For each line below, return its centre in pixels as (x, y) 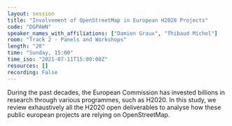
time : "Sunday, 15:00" (40, 53)
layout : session (31, 14)
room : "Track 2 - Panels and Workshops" (67, 40)
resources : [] (28, 66)
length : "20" (26, 46)
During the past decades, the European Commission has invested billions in (116, 92)
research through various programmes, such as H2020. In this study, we (112, 99)
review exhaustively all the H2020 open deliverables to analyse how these (114, 107)
